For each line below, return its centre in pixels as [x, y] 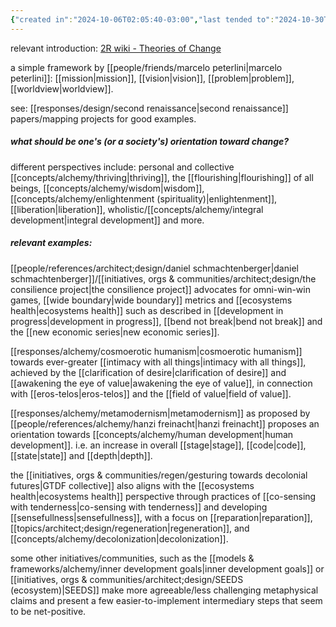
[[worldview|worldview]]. [62, 88]
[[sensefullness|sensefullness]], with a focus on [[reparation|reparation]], [161, 517]
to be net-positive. [48, 611]
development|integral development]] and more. [107, 220]
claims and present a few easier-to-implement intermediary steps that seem [166, 600]
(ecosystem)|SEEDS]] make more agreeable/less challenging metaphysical [164, 590]
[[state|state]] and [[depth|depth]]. [81, 455]
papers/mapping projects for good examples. [103, 118]
